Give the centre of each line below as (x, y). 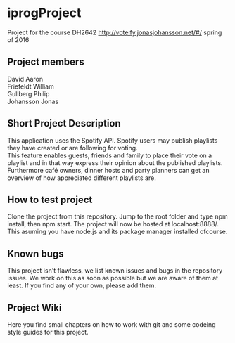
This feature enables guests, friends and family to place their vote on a (110, 155)
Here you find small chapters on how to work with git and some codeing (112, 324)
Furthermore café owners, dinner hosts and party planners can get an (108, 170)
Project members (46, 62)
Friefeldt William (31, 86)
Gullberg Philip (28, 93)
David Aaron (25, 79)
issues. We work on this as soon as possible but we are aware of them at (113, 278)
